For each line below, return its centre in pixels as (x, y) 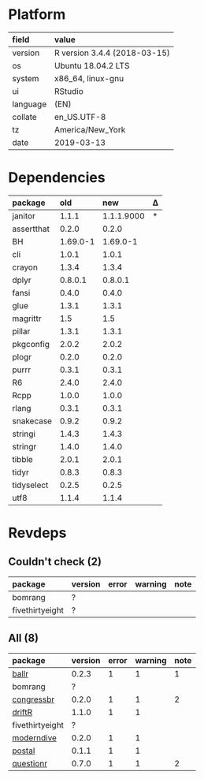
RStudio (69, 91)
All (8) (24, 638)
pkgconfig (31, 344)
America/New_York (90, 129)
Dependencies (57, 178)
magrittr (27, 319)
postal (24, 751)
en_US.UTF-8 (80, 117)
